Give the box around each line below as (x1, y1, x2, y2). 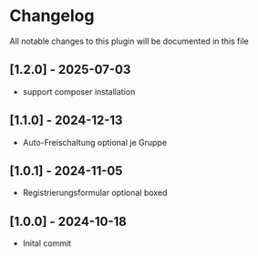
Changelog (9, 5, 95, 26)
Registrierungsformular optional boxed (22, 188, 168, 199)
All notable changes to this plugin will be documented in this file (9, 36, 249, 46)
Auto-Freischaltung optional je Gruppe (22, 137, 167, 148)
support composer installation (22, 86, 136, 97)
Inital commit (22, 238, 71, 249)
